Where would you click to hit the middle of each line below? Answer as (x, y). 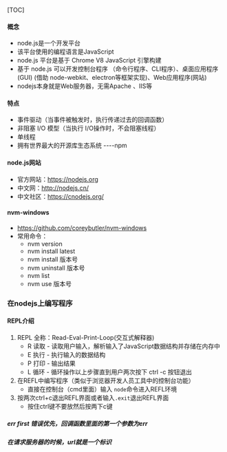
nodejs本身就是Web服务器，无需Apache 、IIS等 (85, 86)
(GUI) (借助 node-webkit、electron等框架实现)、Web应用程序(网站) (112, 78)
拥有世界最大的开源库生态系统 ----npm (72, 146)
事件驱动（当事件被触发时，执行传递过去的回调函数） (93, 120)
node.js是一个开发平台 (49, 43)
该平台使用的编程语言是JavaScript (66, 52)
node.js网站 (24, 162)
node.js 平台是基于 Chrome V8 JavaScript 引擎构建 (89, 61)
